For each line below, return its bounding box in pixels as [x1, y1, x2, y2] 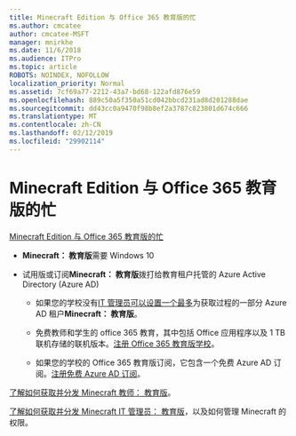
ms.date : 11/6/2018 [9, 46, 82, 55]
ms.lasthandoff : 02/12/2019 [9, 129, 114, 138]
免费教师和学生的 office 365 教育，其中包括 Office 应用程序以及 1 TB [35, 327, 286, 337]
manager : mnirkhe [9, 37, 74, 47]
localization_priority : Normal [9, 79, 125, 88]
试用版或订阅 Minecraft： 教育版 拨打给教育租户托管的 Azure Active [21, 268, 267, 280]
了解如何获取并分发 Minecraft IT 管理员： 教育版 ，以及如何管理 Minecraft [9, 406, 277, 416]
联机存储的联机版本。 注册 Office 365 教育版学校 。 [35, 338, 220, 349]
